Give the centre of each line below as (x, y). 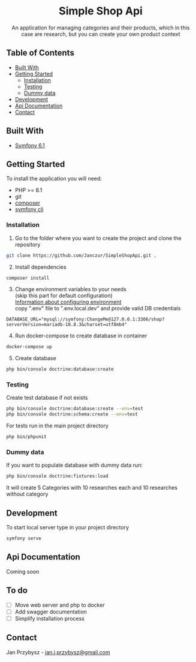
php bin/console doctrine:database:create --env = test (75, 409)
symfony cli (29, 209)
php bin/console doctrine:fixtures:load (58, 476)
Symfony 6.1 (30, 145)
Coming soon (23, 571)
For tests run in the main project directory (58, 426)
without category (27, 494)
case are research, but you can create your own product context (101, 34)
